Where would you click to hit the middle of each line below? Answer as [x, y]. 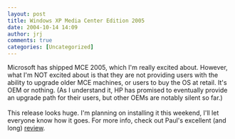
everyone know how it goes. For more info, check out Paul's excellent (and [117, 120]
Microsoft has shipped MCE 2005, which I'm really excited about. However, [117, 67]
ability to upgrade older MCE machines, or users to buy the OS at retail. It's [117, 82]
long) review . [26, 128]
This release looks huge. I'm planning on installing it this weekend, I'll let [113, 113]
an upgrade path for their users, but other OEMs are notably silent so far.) [115, 98]
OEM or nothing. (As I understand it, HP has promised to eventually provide [117, 90]
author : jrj [25, 34]
